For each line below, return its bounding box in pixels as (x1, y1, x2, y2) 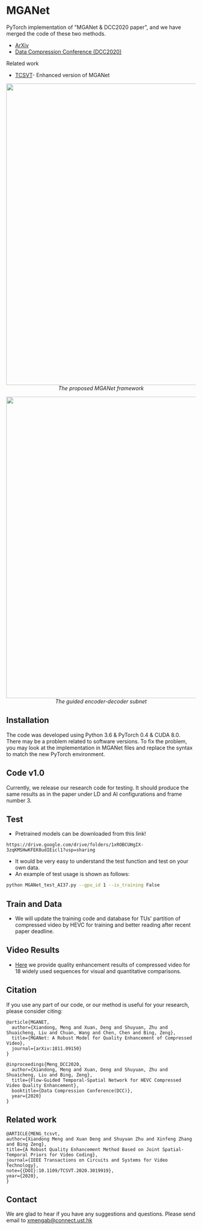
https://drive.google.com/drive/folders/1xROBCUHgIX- (6, 842, 144, 848)
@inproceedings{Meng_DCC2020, (6, 1061, 82, 1067)
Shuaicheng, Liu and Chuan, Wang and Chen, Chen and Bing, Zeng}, (6, 1029, 176, 1036)
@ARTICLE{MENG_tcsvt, (6, 1131, 61, 1137)
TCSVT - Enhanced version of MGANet (14, 71, 110, 78)
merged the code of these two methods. (6, 30, 106, 37)
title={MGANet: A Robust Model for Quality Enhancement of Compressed (11, 1035, 192, 1041)
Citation (6, 985, 37, 995)
